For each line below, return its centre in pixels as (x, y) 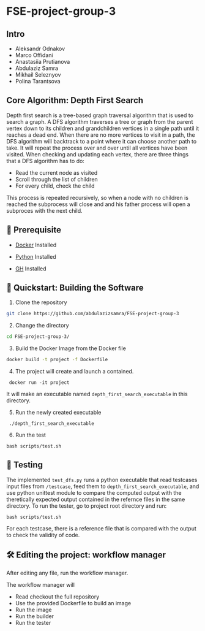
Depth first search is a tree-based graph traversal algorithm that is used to (100, 115)
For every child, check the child (55, 186)
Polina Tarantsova (38, 81)
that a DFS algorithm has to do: (45, 161)
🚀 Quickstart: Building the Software (75, 288)
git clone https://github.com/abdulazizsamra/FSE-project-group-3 (93, 314)
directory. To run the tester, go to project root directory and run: (87, 506)
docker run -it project (39, 383)
